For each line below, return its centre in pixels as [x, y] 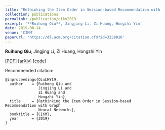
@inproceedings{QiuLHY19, [32, 80]
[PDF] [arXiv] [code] [26, 61]
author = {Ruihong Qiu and [41, 84]
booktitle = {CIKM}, [31, 114]
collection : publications [32, 14]
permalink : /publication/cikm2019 [41, 19]
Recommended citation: [29, 70]
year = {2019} [30, 118]
